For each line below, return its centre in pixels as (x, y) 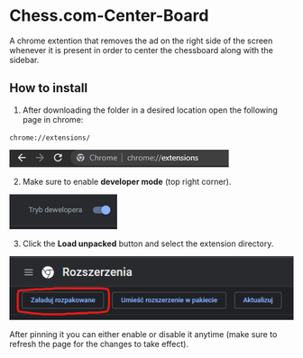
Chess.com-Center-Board (109, 16)
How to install (49, 88)
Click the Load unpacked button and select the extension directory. (148, 243)
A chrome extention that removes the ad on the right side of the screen (141, 41)
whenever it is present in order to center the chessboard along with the (141, 50)
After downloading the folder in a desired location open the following (150, 110)
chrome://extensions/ (50, 138)
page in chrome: (53, 119)
